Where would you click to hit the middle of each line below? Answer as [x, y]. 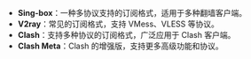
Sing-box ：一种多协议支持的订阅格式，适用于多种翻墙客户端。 [132, 13]
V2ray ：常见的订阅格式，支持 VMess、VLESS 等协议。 [118, 24]
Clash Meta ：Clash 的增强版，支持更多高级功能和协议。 [120, 46]
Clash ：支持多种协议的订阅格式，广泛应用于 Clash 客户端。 [126, 35]
